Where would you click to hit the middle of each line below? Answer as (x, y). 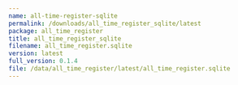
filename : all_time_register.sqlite (70, 46)
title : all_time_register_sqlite (65, 38)
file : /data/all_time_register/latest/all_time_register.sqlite (119, 69)
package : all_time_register (56, 31)
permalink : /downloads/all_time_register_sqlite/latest (105, 23)
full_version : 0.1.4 (43, 62)
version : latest (36, 53)
